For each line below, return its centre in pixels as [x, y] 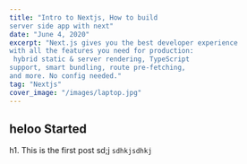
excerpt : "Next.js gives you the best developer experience [124, 43]
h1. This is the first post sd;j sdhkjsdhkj [81, 151]
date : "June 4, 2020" [50, 34]
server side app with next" [62, 26]
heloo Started [48, 129]
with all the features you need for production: [102, 51]
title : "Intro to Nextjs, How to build [84, 17]
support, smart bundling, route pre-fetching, [98, 68]
